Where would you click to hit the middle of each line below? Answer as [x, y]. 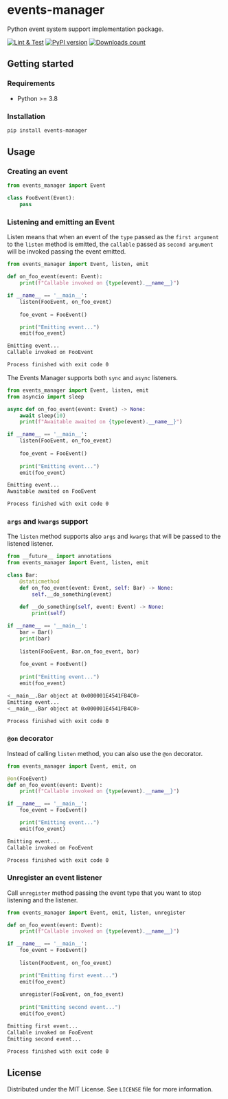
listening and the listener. [43, 900]
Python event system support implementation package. [85, 29]
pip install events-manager [47, 130]
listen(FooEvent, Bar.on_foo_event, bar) [79, 652]
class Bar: [23, 575]
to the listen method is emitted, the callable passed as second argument [110, 244]
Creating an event [38, 172]
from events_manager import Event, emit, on [72, 766]
